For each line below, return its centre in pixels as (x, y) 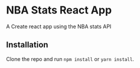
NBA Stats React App (59, 10)
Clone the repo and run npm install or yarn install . (70, 59)
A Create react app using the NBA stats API (59, 26)
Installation (27, 45)
